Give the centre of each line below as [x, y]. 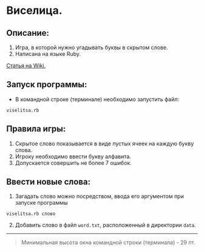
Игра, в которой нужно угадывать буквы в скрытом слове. [91, 47]
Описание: [28, 33]
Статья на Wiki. [26, 65]
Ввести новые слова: [49, 182]
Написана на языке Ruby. [48, 54]
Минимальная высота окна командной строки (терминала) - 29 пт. [108, 242]
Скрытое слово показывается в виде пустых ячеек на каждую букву [104, 144]
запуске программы [41, 203]
